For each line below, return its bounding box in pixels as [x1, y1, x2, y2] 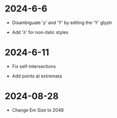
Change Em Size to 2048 [12, 107, 64, 113]
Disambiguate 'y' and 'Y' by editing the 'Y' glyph [12, 19, 112, 25]
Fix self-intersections [12, 63, 56, 69]
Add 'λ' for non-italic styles [12, 29, 69, 35]
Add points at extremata [12, 73, 62, 79]
